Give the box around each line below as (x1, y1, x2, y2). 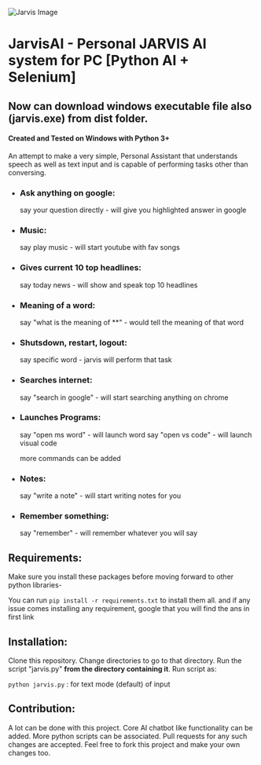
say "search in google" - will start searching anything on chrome (19, 393, 230, 402)
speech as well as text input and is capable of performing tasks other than (8, 159, 249, 169)
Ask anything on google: (19, 187, 116, 198)
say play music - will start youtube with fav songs (19, 243, 181, 252)
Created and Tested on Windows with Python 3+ (8, 134, 171, 143)
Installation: (8, 635, 68, 648)
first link (8, 613, 35, 622)
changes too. (8, 748, 51, 757)
